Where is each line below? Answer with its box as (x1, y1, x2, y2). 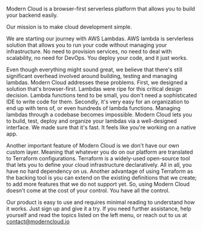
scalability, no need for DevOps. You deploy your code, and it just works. (6, 54, 188, 61)
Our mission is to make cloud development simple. (6, 24, 132, 30)
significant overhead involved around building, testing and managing (6, 73, 178, 79)
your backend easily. (6, 11, 59, 19)
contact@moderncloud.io (6, 218, 70, 225)
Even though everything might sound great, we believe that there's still (6, 66, 183, 73)
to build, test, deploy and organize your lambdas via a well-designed (6, 117, 177, 125)
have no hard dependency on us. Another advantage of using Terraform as (6, 168, 193, 175)
